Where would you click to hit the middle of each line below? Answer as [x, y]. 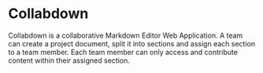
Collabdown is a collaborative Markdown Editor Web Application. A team [126, 35]
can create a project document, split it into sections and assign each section [132, 43]
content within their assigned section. [69, 60]
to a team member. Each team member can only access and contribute [123, 52]
